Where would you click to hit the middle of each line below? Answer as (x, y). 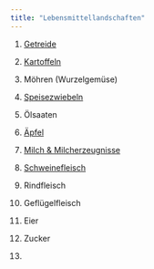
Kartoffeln (42, 61)
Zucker (37, 238)
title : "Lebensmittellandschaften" (78, 18)
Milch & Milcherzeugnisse (72, 150)
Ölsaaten (40, 114)
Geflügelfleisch (52, 202)
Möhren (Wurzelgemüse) (70, 79)
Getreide (40, 44)
